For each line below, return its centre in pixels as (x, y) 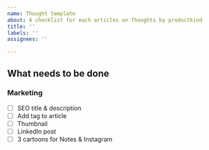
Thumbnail (33, 123)
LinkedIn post (37, 131)
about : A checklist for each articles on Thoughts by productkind (105, 20)
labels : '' (23, 33)
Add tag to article (42, 115)
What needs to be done (58, 73)
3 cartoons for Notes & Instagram (65, 140)
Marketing (25, 93)
